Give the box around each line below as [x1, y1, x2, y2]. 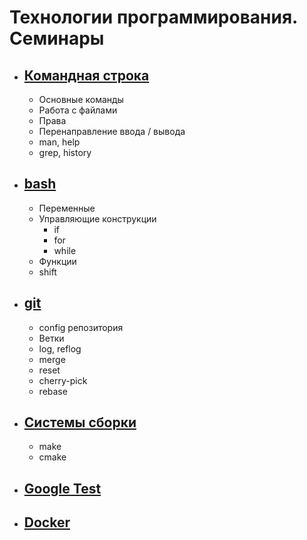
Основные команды [38, 94, 124, 105]
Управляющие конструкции [38, 212, 157, 225]
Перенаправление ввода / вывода [38, 126, 186, 137]
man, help [38, 136, 81, 148]
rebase [38, 385, 68, 397]
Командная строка [23, 67, 150, 84]
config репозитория [38, 321, 124, 333]
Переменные [38, 202, 96, 214]
